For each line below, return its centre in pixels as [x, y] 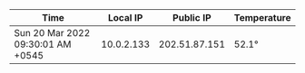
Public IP [192, 18]
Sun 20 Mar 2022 [52, 33]
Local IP [125, 18]
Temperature [262, 18]
